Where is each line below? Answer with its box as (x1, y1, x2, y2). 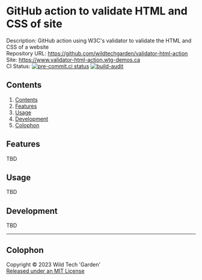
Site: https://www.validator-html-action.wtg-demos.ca (6, 56, 140, 63)
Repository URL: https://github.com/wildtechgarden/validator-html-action (6, 49, 188, 57)
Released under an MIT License (6, 267, 85, 275)
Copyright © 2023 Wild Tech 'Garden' (6, 261, 101, 268)
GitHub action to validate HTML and (6, 4, 188, 18)
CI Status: (6, 62, 31, 70)
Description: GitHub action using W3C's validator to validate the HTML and (6, 37, 192, 44)
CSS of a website (6, 43, 49, 51)
